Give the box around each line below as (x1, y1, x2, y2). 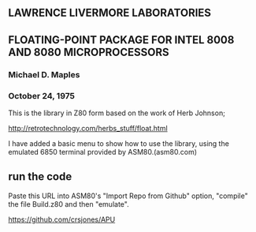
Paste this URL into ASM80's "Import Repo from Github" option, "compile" (8, 191, 248, 200)
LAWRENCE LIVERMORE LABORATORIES (8, 6, 211, 20)
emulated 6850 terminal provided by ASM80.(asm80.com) (8, 148, 198, 156)
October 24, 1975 (8, 90, 75, 101)
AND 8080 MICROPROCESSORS (8, 45, 169, 58)
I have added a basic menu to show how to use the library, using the (8, 139, 230, 148)
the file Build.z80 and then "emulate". (8, 199, 129, 208)
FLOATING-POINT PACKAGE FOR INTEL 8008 (8, 33, 235, 47)
